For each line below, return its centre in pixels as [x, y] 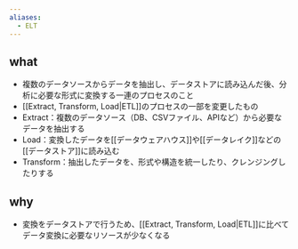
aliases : [25, 17]
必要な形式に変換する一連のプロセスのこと [116, 95]
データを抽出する [53, 129]
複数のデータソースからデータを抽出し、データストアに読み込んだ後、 [151, 84]
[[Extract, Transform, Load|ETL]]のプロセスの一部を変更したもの [140, 107]
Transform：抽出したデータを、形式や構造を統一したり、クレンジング [150, 162]
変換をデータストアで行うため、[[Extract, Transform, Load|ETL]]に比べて [156, 224]
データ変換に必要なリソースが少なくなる [96, 236]
